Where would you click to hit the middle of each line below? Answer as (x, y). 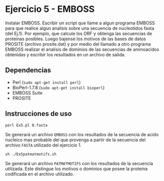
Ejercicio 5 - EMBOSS (50, 9)
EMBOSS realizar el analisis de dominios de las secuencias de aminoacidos (82, 49)
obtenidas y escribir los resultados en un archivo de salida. (65, 54)
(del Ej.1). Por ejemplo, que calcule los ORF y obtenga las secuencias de (79, 33)
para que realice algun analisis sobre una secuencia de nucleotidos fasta (80, 28)
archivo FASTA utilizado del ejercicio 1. (43, 145)
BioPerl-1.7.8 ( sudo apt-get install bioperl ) (58, 88)
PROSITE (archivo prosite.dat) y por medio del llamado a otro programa (78, 44)
